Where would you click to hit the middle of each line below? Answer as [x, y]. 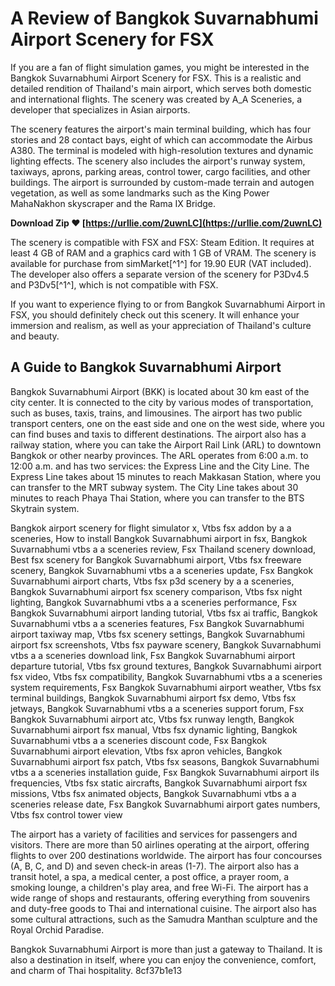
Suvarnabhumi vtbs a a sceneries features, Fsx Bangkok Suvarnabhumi [157, 623]
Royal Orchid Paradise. [57, 929]
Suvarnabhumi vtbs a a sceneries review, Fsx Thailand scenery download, [163, 549]
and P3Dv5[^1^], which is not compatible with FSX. [114, 284]
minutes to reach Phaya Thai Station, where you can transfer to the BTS [157, 498]
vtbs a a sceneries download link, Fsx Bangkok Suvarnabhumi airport [153, 655]
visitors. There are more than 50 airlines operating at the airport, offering [160, 844]
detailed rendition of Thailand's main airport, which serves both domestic [161, 88]
